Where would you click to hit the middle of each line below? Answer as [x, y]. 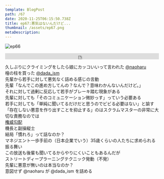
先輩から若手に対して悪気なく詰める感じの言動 [52, 79]
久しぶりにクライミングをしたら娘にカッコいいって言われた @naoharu [76, 67]
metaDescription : [23, 32]
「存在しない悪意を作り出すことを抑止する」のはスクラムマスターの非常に [80, 110]
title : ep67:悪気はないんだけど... [38, 23]
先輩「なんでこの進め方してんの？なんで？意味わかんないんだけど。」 [74, 85]
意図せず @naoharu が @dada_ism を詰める [49, 171]
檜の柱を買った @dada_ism [32, 73]
